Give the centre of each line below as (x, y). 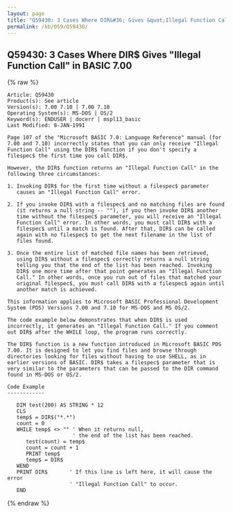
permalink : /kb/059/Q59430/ (48, 26)
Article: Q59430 (31, 95)
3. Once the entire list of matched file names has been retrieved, (108, 253)
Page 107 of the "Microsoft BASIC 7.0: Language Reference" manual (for (114, 138)
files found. (35, 241)
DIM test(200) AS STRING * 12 (60, 405)
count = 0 (31, 424)
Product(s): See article (43, 101)
